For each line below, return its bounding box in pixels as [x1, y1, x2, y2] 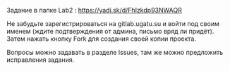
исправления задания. [6, 56, 75, 64]
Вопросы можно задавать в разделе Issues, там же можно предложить [6, 49, 224, 56]
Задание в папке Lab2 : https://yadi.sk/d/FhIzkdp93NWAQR [6, 6, 183, 14]
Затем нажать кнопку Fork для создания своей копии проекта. [6, 34, 197, 43]
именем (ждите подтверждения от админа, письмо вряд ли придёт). [6, 27, 214, 35]
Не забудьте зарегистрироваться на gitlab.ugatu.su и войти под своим [6, 20, 219, 27]
